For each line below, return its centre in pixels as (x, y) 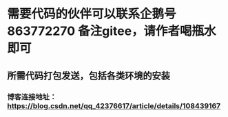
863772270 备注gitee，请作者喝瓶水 (112, 31)
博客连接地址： (32, 96)
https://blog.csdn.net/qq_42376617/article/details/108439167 (114, 105)
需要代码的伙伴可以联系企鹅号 (92, 14)
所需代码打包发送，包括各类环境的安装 (89, 76)
